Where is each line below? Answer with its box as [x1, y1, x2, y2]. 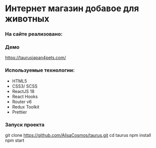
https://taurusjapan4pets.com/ [5, 55, 66, 61]
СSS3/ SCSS [12, 83, 38, 89]
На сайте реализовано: [5, 31, 63, 37]
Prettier [12, 109, 27, 115]
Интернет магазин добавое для [5, 3, 139, 14]
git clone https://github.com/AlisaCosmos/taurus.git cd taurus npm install [5, 132, 151, 138]
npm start [5, 137, 25, 143]
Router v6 [12, 98, 32, 105]
